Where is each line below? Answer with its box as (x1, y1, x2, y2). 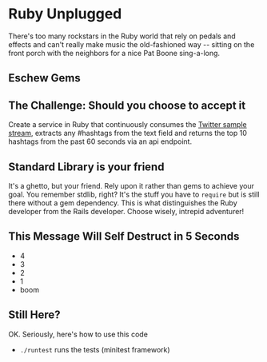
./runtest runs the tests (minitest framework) (19, 344, 170, 354)
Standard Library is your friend (8, 160, 165, 173)
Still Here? (8, 308, 61, 322)
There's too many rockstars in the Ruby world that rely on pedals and (8, 31, 236, 41)
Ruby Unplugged (8, 5, 122, 23)
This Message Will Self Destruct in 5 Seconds (8, 229, 240, 244)
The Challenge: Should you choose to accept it (8, 98, 246, 112)
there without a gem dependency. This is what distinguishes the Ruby (8, 197, 237, 208)
